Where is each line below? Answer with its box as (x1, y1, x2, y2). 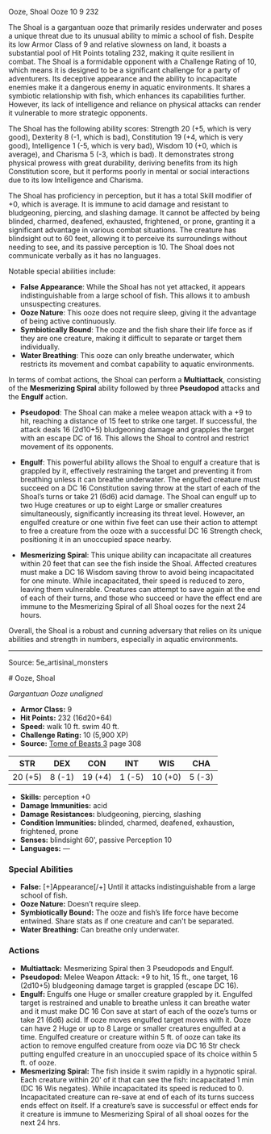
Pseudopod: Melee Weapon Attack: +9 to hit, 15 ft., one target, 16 (19, 972, 239, 982)
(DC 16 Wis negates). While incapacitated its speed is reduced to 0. (19, 1083, 244, 1093)
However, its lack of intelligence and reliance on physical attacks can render (8, 100, 261, 109)
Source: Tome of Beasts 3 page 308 (19, 739, 142, 748)
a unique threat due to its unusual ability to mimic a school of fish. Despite (8, 31, 254, 40)
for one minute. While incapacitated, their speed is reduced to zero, (19, 576, 244, 586)
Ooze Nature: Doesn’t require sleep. (19, 899, 141, 909)
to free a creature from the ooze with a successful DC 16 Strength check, (19, 526, 264, 536)
